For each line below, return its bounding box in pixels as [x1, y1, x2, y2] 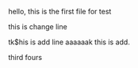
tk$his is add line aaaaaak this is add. [8, 37, 131, 47]
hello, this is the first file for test [8, 7, 112, 16]
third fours [8, 53, 42, 62]
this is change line [8, 22, 67, 31]
